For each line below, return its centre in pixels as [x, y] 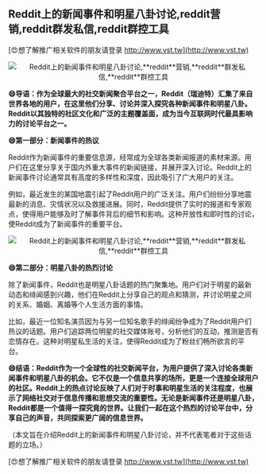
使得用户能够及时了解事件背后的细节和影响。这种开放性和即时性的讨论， [140, 214]
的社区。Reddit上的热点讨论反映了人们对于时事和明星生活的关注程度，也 [127, 387]
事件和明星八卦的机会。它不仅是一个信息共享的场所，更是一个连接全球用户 [137, 378]
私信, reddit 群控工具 [121, 29]
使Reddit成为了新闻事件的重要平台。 [67, 223]
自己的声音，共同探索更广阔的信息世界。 [81, 418]
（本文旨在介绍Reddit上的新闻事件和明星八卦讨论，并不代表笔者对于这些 [127, 434]
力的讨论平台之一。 [40, 123]
